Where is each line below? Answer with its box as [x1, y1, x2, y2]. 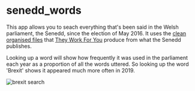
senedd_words [6, 4, 82, 17]
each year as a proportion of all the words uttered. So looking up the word [6, 60, 189, 68]
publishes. [6, 43, 32, 50]
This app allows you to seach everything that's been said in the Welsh [6, 23, 179, 31]
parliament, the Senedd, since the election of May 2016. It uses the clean [6, 29, 187, 37]
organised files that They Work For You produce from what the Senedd [6, 36, 181, 43]
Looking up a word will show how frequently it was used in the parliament [6, 54, 188, 61]
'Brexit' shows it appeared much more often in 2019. [6, 66, 135, 74]
